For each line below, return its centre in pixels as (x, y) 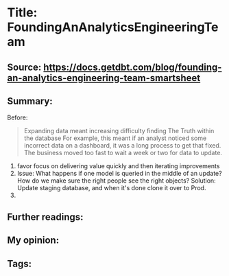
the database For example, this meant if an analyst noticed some (115, 138)
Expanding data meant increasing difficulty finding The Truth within (119, 131)
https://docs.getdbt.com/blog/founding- (133, 67)
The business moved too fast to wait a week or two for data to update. (123, 153)
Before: (17, 117)
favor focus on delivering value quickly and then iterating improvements (118, 166)
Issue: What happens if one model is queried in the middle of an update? (119, 174)
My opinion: (33, 241)
